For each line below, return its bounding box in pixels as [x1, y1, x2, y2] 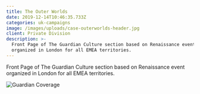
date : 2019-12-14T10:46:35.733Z [6, 14, 86, 20]
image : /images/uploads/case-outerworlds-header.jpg [6, 25, 140, 31]
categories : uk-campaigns [6, 20, 70, 25]
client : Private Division [6, 31, 70, 37]
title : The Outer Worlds [6, 8, 68, 15]
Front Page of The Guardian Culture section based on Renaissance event [6, 63, 185, 70]
